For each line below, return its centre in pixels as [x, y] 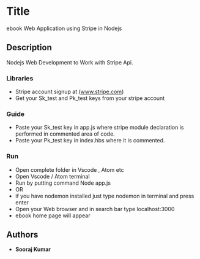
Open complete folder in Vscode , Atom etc [69, 169]
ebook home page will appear [53, 215]
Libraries [20, 78]
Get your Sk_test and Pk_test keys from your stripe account [90, 98]
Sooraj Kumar [33, 249]
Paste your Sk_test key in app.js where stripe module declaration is [99, 128]
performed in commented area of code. [65, 134]
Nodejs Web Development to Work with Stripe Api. [70, 62]
